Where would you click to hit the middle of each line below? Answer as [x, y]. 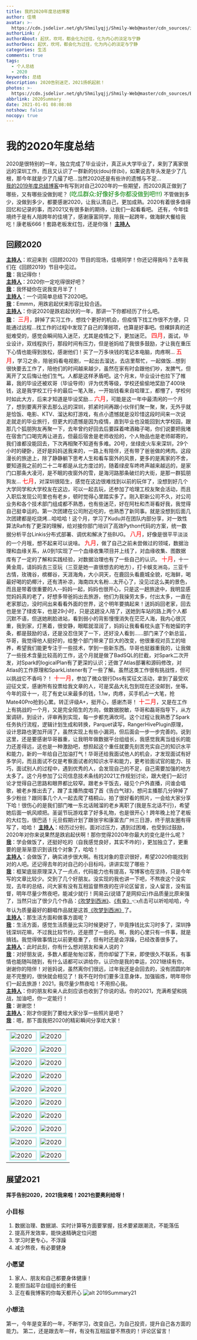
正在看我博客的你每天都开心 [48, 1293]
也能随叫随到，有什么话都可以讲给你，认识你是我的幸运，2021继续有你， [99, 961]
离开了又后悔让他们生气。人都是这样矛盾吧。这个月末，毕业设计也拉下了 [93, 376]
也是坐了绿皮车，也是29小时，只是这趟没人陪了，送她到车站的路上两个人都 [97, 611]
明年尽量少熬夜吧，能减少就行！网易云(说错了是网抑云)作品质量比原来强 [103, 894]
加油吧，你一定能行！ [42, 998]
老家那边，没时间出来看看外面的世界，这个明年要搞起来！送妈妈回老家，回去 [98, 604]
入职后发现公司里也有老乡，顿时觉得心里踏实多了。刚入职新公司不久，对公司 [98, 496]
